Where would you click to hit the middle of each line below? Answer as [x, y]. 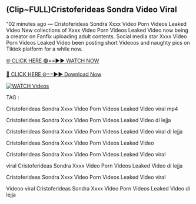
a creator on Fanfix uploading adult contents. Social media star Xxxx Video [97, 36]
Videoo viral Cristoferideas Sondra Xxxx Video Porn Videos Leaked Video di [98, 188]
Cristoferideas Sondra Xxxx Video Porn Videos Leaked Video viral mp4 [92, 109]
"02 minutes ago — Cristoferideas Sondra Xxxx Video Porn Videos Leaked [97, 24]
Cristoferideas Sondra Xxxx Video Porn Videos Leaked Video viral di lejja [94, 131]
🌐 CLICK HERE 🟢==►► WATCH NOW [53, 61]
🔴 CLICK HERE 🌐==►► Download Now [54, 74]
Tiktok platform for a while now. [44, 49]
